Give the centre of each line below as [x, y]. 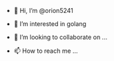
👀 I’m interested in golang [50, 24]
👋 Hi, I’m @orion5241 [44, 11]
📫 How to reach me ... [46, 51]
